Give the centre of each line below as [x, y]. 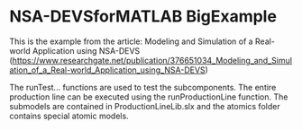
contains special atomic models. [69, 116]
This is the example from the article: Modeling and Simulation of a [132, 41]
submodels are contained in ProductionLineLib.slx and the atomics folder [145, 106]
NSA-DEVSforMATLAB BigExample [143, 17]
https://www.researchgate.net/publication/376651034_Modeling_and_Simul [152, 60]
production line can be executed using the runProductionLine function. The [149, 97]
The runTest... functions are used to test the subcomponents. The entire [143, 87]
